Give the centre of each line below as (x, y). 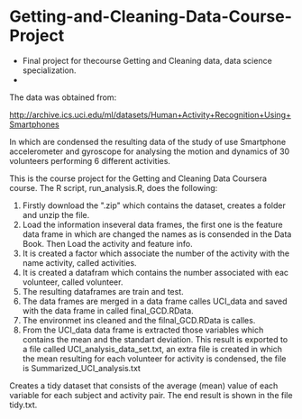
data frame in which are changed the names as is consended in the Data (157, 234)
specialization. (49, 70)
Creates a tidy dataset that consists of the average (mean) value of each (144, 386)
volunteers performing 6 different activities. (90, 160)
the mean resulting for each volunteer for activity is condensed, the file (154, 359)
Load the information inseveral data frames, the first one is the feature (152, 224)
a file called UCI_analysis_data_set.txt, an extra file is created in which (152, 349)
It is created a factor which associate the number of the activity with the (156, 253)
